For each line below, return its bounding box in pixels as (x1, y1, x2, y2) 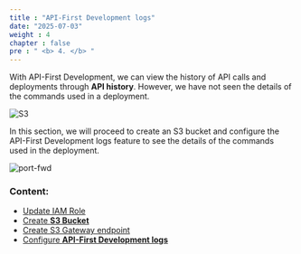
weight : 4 (9, 30, 51, 39)
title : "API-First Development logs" (9, 13, 155, 23)
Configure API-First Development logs (22, 234, 169, 245)
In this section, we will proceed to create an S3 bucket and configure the (9, 126, 280, 136)
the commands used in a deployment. (9, 91, 150, 102)
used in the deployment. (9, 146, 99, 156)
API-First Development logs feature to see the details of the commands (9, 136, 274, 146)
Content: (9, 185, 50, 198)
